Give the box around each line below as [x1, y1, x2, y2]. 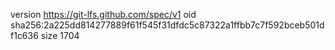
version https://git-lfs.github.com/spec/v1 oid [10, 9, 197, 20]
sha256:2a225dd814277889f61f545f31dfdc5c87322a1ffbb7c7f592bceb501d [10, 19, 325, 31]
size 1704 [40, 30, 80, 41]
